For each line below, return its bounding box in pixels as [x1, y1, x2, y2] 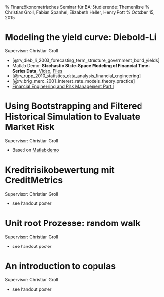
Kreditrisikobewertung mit [5, 164, 115, 175]
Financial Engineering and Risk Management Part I [12, 83, 114, 89]
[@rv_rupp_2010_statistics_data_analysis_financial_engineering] [12, 73, 141, 79]
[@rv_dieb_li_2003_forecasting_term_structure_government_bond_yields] [12, 57, 160, 63]
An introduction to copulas [5, 260, 116, 272]
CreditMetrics [5, 175, 63, 186]
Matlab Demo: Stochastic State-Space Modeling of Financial [12, 62, 137, 68]
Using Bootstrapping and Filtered [5, 100, 142, 112]
